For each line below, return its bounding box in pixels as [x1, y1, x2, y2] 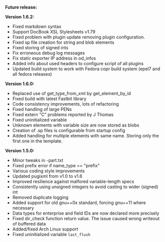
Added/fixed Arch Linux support [12, 226, 79, 232]
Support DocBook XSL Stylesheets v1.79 [12, 29, 95, 34]
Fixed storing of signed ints [12, 45, 69, 50]
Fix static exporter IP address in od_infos [12, 55, 96, 61]
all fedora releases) [12, 71, 52, 77]
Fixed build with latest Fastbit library [12, 96, 87, 102]
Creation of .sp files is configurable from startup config [12, 127, 126, 133]
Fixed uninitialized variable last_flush [12, 232, 90, 237]
